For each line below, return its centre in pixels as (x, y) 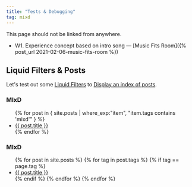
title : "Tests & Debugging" (41, 12)
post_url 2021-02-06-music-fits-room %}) (67, 51)
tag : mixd (18, 17)
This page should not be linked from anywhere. (64, 34)
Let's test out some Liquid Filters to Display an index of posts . (82, 85)
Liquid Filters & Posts (46, 70)
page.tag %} (30, 166)
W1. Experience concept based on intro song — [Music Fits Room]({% (100, 46)
